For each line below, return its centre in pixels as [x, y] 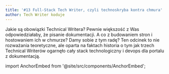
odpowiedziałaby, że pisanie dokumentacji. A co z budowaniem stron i [79, 34]
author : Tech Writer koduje [35, 15]
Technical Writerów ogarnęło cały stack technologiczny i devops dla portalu [85, 51]
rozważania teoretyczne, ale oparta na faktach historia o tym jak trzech [80, 45]
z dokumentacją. [23, 56]
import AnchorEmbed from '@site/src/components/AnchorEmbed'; [76, 66]
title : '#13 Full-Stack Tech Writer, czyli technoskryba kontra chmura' [84, 10]
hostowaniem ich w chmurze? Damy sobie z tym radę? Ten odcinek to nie [82, 40]
